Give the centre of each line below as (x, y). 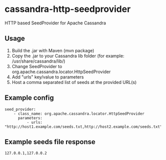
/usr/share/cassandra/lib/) (38, 61)
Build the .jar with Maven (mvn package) (53, 50)
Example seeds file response (50, 142)
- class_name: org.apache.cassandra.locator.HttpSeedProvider (79, 114)
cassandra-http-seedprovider (68, 9)
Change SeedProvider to (37, 66)
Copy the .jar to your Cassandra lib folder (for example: (68, 56)
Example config (29, 98)
